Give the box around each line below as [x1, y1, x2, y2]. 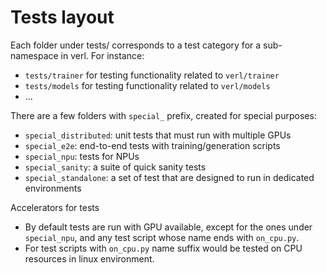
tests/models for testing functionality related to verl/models [24, 79, 271, 91]
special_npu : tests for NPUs [24, 150, 140, 162]
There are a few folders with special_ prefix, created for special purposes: [10, 109, 317, 121]
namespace [10, 49, 59, 61]
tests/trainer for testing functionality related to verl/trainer [24, 69, 280, 81]
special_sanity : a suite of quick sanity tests [24, 161, 207, 173]
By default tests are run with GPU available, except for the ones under [24, 221, 313, 233]
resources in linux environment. [24, 252, 155, 265]
